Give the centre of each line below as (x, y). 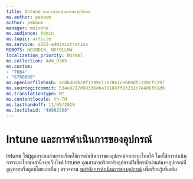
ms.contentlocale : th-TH (37, 99)
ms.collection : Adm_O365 (37, 61)
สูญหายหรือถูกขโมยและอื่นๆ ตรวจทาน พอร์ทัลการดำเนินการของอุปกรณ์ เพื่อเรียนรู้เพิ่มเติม (91, 169)
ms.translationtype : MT (35, 94)
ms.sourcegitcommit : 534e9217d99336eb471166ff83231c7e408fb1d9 (86, 88)
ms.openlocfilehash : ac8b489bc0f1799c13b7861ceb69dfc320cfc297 (86, 83)
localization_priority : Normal (45, 55)
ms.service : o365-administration (47, 45)
